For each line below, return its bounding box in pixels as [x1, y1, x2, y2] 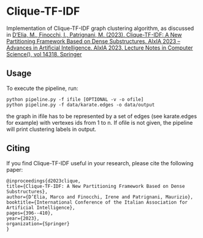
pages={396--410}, [6, 210, 53, 216]
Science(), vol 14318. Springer [6, 50, 82, 58]
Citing [6, 143, 30, 154]
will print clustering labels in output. [6, 125, 97, 133]
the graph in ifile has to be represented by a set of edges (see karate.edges [6, 112, 197, 120]
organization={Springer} [6, 220, 70, 227]
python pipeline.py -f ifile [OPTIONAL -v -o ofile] [6, 96, 144, 102]
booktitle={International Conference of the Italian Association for [6, 199, 188, 206]
